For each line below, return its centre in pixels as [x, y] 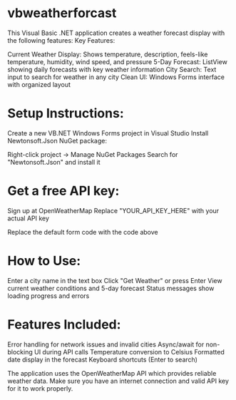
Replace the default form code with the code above [83, 232]
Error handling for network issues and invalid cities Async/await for [106, 344]
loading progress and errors [48, 296]
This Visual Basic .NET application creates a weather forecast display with [116, 33]
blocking [20, 352]
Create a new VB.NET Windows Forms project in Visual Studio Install [108, 133]
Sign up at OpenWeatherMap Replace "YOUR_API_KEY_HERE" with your [113, 210]
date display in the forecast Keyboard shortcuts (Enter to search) [103, 359]
